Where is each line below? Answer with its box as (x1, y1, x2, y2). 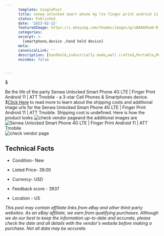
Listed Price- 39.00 (12, 167, 51, 173)
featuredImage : (18, 25, 49, 30)
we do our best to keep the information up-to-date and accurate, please (5, 215, 151, 221)
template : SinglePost (18, 7, 62, 12)
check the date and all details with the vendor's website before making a (5, 220, 152, 226)
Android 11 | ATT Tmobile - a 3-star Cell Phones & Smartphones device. (5, 94, 148, 100)
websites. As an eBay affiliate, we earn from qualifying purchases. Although (5, 210, 159, 216)
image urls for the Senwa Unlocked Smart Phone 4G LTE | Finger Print (5, 104, 146, 110)
